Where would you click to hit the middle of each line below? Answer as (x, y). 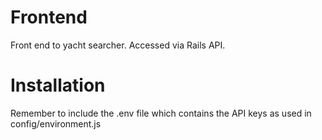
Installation (58, 85)
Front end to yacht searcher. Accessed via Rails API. (118, 45)
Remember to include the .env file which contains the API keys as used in (161, 113)
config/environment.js (56, 123)
